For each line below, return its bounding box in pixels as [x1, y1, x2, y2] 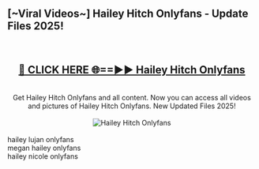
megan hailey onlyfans [7, 143, 81, 152]
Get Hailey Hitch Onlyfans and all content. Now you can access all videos [12, 92, 252, 102]
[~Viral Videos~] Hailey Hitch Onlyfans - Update [7, 7, 249, 21]
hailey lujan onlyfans [7, 134, 74, 144]
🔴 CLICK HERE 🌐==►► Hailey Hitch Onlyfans [18, 63, 246, 77]
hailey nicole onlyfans [7, 151, 78, 161]
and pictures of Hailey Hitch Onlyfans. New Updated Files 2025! [28, 101, 236, 111]
